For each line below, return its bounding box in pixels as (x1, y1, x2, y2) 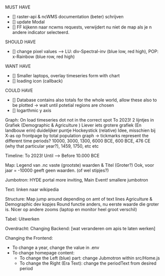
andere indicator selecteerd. (12, 30, 70, 35)
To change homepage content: (12, 250, 75, 255)
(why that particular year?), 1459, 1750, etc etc (5, 143, 99, 149)
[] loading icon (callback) (12, 78, 63, 84)
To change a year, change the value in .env (12, 245, 100, 250)
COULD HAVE (5, 88, 33, 93)
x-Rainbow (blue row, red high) (12, 54, 75, 60)
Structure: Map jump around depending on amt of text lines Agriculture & (5, 196, 153, 202)
